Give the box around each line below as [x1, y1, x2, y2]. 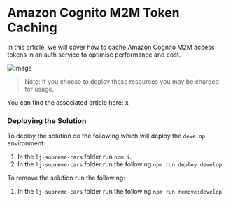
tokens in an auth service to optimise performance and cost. [7, 50, 181, 59]
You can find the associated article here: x [7, 98, 129, 106]
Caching [7, 20, 57, 36]
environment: [7, 139, 45, 147]
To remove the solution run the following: [7, 173, 126, 182]
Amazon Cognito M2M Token [7, 5, 180, 21]
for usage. [24, 85, 55, 93]
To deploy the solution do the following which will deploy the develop [7, 131, 206, 140]
